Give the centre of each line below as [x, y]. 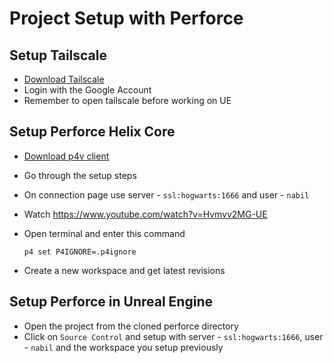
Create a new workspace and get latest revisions [124, 270]
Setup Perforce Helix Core [92, 132]
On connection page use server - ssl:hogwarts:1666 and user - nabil [166, 194]
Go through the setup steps [80, 175]
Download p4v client [66, 156]
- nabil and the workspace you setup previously [123, 347]
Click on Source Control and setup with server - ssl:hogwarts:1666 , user [173, 336]
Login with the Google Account [87, 90]
